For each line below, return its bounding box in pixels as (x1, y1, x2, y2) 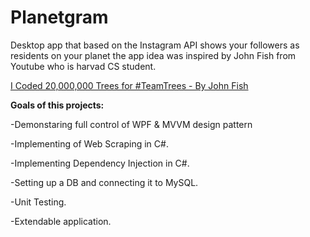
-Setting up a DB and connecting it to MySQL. (10, 176, 199, 188)
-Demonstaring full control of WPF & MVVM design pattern (10, 118, 253, 130)
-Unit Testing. (10, 196, 67, 208)
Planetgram (10, 6, 109, 29)
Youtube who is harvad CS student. (10, 60, 157, 72)
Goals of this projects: (10, 99, 105, 111)
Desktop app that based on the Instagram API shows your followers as (10, 39, 300, 51)
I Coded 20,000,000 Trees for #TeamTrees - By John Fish (10, 79, 249, 91)
